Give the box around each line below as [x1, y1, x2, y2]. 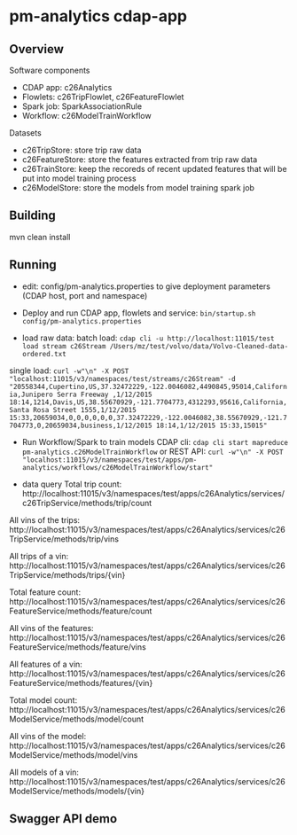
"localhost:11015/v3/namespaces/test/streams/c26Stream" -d [9, 374, 237, 383]
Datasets [9, 128, 42, 138]
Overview [9, 42, 65, 57]
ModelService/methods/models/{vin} [9, 785, 145, 796]
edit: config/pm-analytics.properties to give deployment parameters [21, 281, 270, 292]
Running [9, 257, 58, 272]
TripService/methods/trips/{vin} [9, 569, 126, 580]
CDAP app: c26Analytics [21, 82, 113, 92]
